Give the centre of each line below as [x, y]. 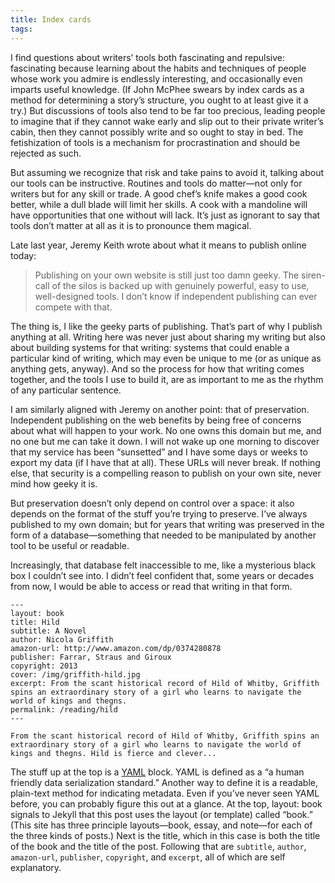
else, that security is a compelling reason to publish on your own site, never [166, 473]
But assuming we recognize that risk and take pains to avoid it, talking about [167, 172]
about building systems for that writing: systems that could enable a [150, 347]
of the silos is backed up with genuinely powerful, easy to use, [180, 285]
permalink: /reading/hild [64, 709]
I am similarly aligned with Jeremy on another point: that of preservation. [160, 409]
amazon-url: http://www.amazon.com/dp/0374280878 [116, 648]
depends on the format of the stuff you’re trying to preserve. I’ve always [159, 513]
